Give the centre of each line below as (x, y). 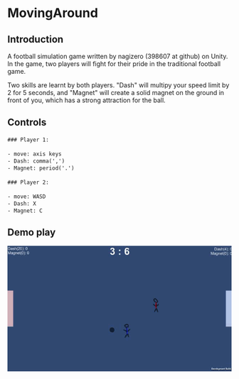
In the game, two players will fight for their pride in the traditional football (114, 64)
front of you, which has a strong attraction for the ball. (86, 100)
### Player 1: (28, 140)
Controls (27, 122)
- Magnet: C (25, 211)
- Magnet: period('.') (41, 168)
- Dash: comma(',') (36, 161)
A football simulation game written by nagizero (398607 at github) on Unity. (118, 56)
